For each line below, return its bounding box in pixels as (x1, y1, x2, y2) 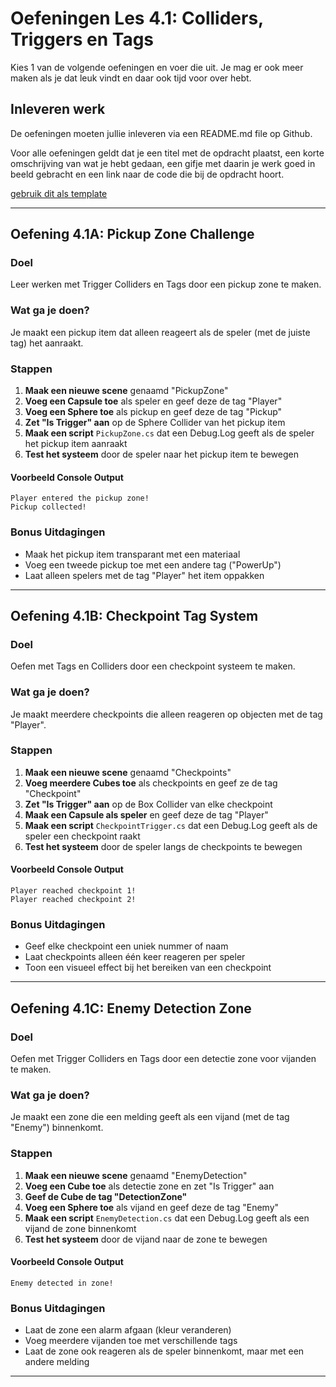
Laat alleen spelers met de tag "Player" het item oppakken (24, 569, 265, 581)
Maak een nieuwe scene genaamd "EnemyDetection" (24, 1169, 248, 1181)
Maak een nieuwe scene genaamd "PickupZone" (24, 385, 229, 397)
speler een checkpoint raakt (24, 830, 141, 842)
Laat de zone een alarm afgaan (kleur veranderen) (24, 1324, 232, 1336)
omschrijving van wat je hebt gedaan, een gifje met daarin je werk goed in (10, 157, 316, 169)
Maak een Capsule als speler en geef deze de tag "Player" (24, 808, 269, 821)
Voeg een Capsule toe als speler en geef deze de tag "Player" (24, 395, 283, 407)
